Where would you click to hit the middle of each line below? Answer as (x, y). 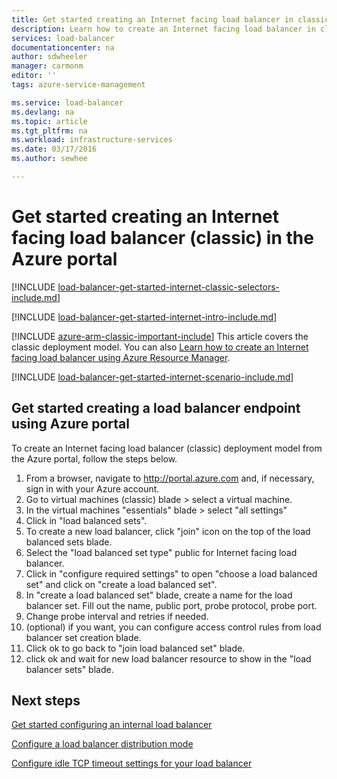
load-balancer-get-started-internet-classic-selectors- (169, 287)
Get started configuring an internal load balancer (112, 725)
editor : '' (34, 76)
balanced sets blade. (69, 542)
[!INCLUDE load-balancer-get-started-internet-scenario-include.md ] (152, 377)
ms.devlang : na (43, 112)
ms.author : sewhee (49, 159)
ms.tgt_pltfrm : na (49, 131)
